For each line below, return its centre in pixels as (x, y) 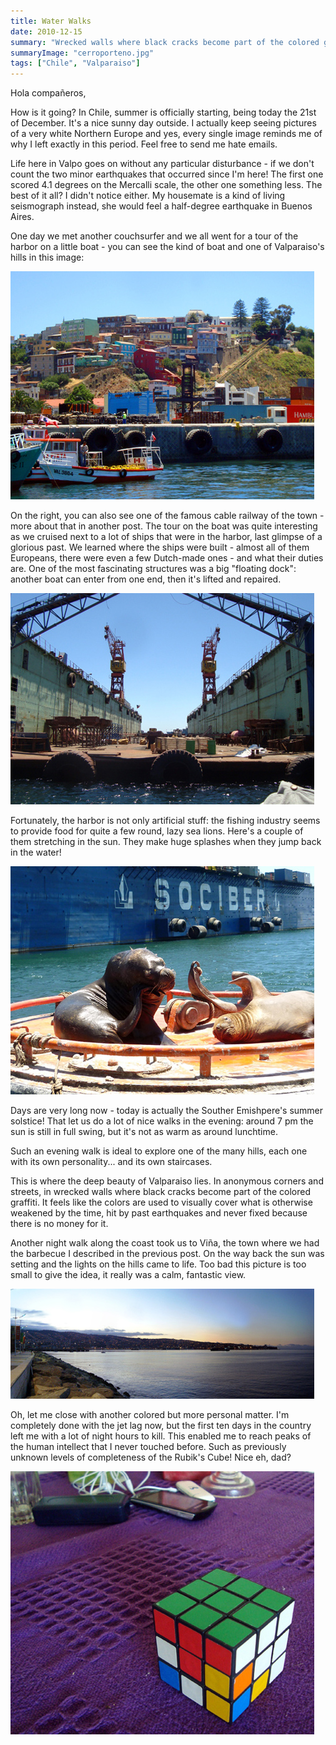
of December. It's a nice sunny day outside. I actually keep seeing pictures (163, 123)
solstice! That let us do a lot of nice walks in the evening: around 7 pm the (162, 1121)
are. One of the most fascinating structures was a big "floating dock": (153, 569)
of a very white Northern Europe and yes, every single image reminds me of (166, 134)
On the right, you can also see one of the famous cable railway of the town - (167, 516)
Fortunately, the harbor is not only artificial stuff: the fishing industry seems (165, 821)
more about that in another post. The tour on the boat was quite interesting (164, 526)
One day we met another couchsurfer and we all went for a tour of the (154, 236)
